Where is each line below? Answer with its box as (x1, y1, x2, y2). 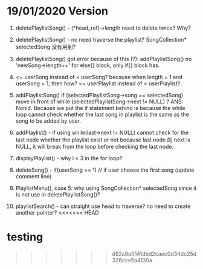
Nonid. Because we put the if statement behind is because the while (15, 104, 185, 111)
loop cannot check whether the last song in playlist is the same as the (15, 111, 190, 118)
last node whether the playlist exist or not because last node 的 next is (15, 136, 191, 143)
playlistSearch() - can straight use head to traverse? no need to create (15, 203, 191, 210)
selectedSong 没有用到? (15, 43, 76, 50)
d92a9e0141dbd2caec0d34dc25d (112, 250, 197, 258)
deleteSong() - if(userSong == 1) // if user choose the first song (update (15, 166, 195, 173)
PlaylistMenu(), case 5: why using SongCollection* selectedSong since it (15, 184, 197, 192)
